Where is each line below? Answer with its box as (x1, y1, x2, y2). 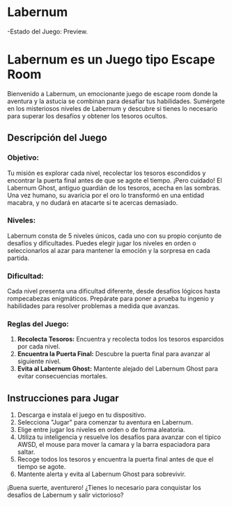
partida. (7, 254, 30, 262)
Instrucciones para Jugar (7, 392, 120, 404)
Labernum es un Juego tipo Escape (7, 52, 215, 68)
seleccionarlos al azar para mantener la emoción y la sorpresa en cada (7, 246, 210, 254)
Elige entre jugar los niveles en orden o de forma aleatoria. (17, 426, 185, 434)
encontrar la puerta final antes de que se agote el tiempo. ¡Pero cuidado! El (7, 176, 222, 185)
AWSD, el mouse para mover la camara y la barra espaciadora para (17, 440, 210, 449)
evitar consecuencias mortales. (17, 372, 108, 381)
